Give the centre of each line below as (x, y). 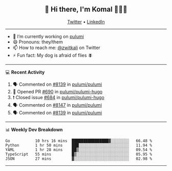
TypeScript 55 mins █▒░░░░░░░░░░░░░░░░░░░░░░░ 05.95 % (79, 154)
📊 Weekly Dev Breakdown (34, 129)
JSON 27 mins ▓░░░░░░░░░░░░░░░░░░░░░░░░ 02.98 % (79, 159)
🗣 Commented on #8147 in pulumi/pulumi (57, 105)
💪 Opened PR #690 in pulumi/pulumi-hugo (58, 91)
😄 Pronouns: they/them (38, 42)
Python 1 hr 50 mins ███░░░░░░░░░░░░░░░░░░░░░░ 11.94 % (79, 145)
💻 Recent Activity (25, 72)
